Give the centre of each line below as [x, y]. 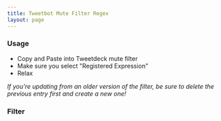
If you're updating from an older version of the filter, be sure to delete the [111, 86]
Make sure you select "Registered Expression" [83, 66]
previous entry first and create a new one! [67, 94]
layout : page [26, 20]
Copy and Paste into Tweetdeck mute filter [77, 58]
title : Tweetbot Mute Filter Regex [58, 13]
